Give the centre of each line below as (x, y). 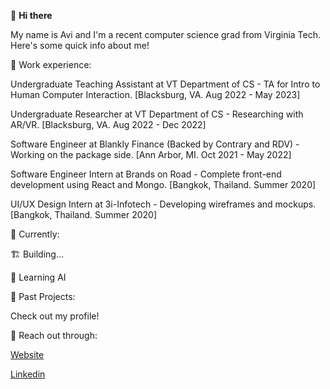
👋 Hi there (31, 15)
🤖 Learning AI (38, 277)
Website (27, 354)
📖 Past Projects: (43, 296)
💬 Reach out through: (54, 335)
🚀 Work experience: (51, 64)
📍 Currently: (35, 234)
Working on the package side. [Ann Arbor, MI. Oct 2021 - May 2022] (151, 154)
